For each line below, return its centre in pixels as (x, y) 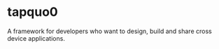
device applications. (36, 38)
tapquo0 (33, 12)
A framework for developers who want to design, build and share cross (109, 31)
